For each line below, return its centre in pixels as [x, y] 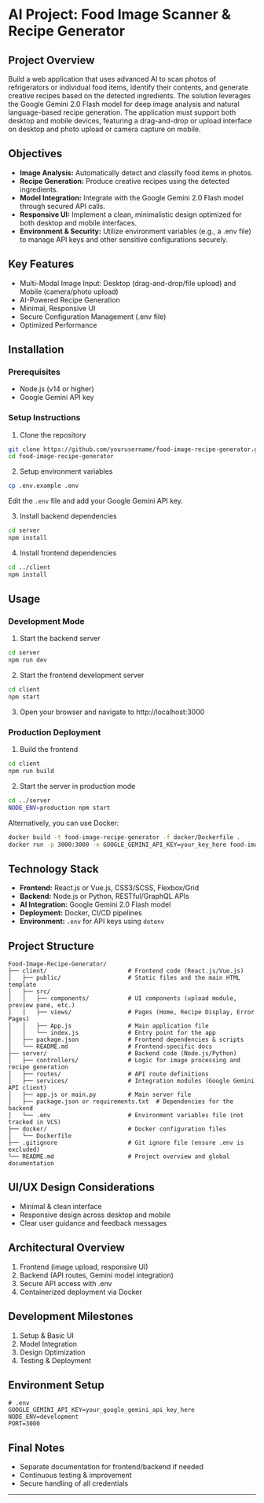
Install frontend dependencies [68, 552]
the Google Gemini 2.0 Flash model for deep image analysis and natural [124, 104]
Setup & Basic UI [47, 1335]
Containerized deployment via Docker [81, 1292]
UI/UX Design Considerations [81, 1188]
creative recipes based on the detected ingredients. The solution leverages [130, 95]
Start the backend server [60, 639]
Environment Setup [56, 1385]
